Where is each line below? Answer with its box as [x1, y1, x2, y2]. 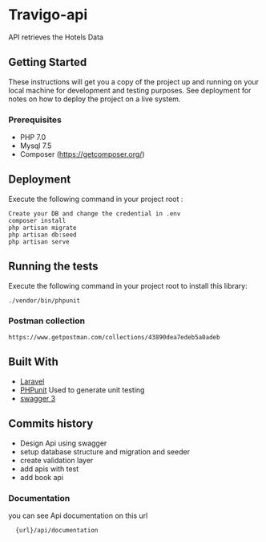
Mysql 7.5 [19, 141, 52, 150]
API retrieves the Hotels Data [8, 32, 104, 42]
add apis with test [19, 464, 79, 474]
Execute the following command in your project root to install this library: [8, 281, 248, 290]
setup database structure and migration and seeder [19, 446, 191, 456]
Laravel [19, 376, 45, 386]
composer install [8, 216, 66, 224]
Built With [8, 355, 58, 369]
